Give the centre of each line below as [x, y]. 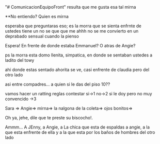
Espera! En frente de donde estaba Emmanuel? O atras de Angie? [70, 45]
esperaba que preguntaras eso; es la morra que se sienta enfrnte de [73, 26]
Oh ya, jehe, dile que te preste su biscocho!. [49, 118]
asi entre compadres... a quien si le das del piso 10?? [58, 84]
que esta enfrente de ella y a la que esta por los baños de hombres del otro [80, 132]
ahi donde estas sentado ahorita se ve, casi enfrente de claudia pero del [77, 70]
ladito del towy [20, 60]
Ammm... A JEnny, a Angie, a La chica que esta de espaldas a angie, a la [77, 127]
